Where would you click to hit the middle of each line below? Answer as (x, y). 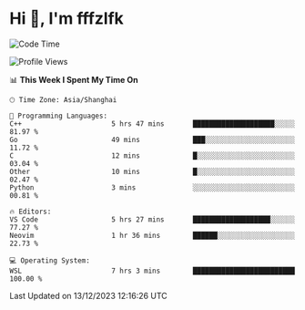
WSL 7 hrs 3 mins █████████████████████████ (152, 271)
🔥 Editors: (30, 212)
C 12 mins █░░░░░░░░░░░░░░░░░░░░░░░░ (152, 155)
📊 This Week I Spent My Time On (74, 79)
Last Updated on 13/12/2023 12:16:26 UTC (89, 295)
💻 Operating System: (50, 260)
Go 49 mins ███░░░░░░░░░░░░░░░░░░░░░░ (152, 139)
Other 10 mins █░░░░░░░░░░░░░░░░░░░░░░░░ (152, 171)
